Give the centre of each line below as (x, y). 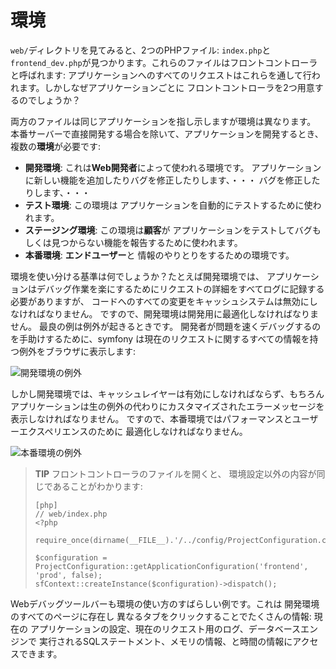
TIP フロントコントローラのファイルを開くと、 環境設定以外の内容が (175, 473)
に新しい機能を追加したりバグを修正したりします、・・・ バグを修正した (172, 180)
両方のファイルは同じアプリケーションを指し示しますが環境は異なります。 (163, 121)
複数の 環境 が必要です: (56, 146)
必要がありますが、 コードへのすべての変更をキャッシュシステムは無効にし (164, 301)
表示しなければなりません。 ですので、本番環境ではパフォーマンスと (151, 418)
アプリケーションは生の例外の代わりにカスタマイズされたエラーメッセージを (167, 406)
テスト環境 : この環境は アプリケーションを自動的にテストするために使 (168, 205)
